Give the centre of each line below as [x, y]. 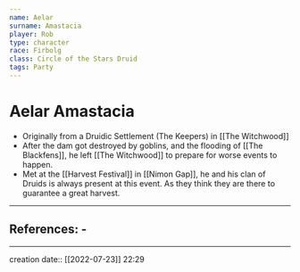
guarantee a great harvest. [71, 193]
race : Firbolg [36, 51]
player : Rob [31, 34]
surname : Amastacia [46, 26]
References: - [48, 230]
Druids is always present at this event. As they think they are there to [148, 183]
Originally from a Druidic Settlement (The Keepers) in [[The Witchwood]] [155, 136]
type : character [39, 42]
